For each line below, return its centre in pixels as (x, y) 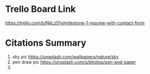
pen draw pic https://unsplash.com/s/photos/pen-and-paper (74, 62)
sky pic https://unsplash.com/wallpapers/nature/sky (65, 57)
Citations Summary (46, 43)
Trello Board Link (40, 9)
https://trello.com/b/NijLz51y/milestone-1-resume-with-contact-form (75, 23)
